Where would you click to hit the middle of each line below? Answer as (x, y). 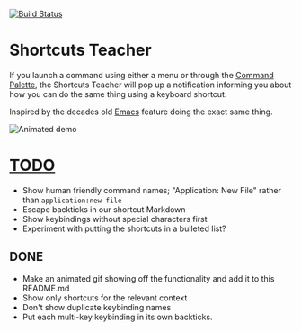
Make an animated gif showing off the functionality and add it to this (148, 278)
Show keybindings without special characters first (115, 219)
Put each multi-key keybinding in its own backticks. (117, 317)
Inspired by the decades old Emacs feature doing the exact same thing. (141, 112)
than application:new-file (72, 200)
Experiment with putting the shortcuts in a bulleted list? (124, 228)
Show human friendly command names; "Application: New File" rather (151, 190)
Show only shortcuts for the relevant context (105, 298)
